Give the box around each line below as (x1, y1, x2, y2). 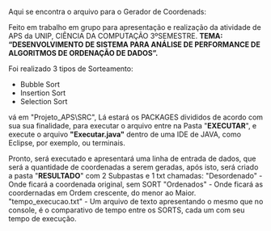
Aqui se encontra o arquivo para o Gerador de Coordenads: (8, 7, 206, 16)
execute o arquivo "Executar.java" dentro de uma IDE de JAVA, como (8, 129, 241, 139)
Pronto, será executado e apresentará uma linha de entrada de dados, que (8, 153, 256, 163)
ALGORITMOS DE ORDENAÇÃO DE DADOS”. (8, 48, 159, 57)
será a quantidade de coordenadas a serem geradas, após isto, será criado (8, 162, 259, 172)
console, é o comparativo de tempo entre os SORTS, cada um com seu (8, 205, 245, 215)
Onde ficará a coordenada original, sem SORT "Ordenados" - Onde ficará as (8, 179, 264, 189)
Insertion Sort (19, 88, 66, 98)
